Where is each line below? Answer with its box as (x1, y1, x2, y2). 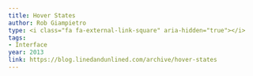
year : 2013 (8, 48, 44, 56)
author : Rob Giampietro (8, 19, 87, 27)
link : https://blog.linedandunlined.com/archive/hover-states (8, 56, 217, 64)
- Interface (8, 41, 47, 49)
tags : (8, 33, 26, 42)
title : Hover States (8, 11, 77, 20)
